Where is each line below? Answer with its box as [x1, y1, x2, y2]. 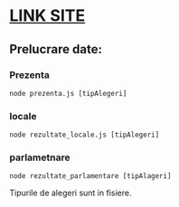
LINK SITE [9, 5, 86, 26]
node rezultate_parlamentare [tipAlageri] [9, 172, 172, 181]
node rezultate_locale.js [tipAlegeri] [9, 130, 160, 140]
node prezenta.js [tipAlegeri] [9, 89, 127, 98]
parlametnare [9, 151, 71, 164]
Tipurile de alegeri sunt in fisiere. [9, 187, 132, 199]
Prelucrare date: [9, 42, 102, 57]
